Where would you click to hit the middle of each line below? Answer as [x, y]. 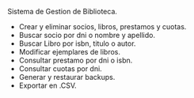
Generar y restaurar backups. [67, 77]
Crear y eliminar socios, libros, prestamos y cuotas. [103, 26]
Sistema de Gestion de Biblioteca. [63, 11]
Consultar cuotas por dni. [60, 69]
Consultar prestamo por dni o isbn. [76, 60]
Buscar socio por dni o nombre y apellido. [87, 35]
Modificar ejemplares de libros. [69, 52]
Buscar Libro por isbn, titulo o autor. [77, 43]
